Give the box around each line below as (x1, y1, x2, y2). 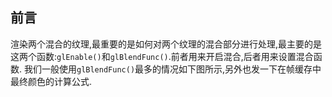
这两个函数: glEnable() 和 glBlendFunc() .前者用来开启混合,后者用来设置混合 (10, 50, 314, 62)
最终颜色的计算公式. (10, 75, 93, 87)
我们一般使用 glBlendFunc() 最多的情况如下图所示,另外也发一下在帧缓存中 (23, 63, 322, 75)
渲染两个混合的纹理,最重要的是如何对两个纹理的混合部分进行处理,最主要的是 (10, 38, 323, 50)
